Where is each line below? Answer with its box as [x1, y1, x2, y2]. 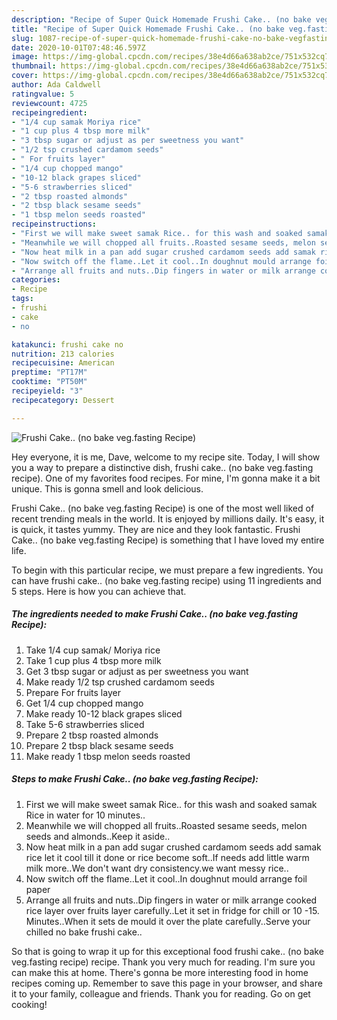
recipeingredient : [11, 107, 88, 118]
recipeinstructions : [11, 219, 98, 230]
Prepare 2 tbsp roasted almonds [25, 729, 159, 741]
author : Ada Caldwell [11, 80, 102, 90]
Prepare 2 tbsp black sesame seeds [25, 739, 174, 751]
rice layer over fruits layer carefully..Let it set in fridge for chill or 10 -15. [25, 904, 320, 916]
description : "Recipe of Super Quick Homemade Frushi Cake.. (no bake [11, 14, 312, 25]
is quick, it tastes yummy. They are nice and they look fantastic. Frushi [11, 523, 301, 535]
